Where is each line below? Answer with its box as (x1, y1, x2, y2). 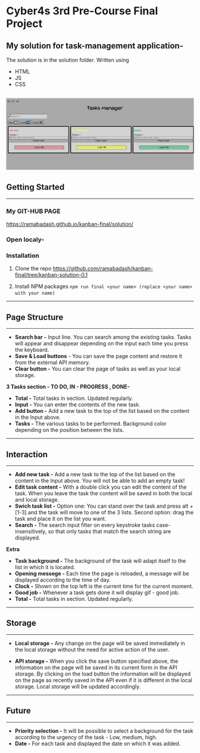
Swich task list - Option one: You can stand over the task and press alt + (14, 502, 193, 510)
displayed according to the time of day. (14, 576, 111, 583)
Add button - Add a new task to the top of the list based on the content (14, 408, 189, 415)
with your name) (14, 291, 55, 297)
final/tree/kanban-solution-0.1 (14, 271, 88, 279)
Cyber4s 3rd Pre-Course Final (6, 4, 158, 18)
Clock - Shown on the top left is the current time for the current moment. (14, 582, 193, 590)
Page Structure (6, 312, 64, 322)
